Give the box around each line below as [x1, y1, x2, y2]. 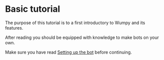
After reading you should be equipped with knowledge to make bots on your [5, 34, 159, 40]
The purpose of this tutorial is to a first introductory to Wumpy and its [5, 20, 145, 26]
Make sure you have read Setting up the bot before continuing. [5, 49, 132, 55]
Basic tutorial [5, 3, 60, 15]
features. [5, 25, 24, 30]
